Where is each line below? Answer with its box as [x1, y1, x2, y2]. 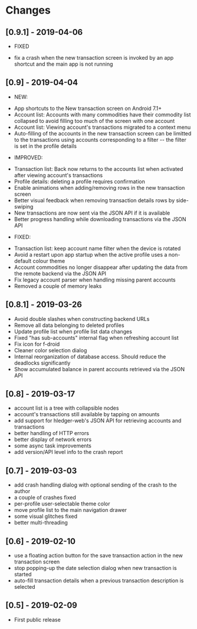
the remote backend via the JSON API [14, 270, 107, 277]
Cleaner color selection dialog [14, 346, 87, 354]
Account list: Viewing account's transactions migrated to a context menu [14, 124, 191, 131]
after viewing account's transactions [14, 171, 103, 179]
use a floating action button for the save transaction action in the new [14, 552, 183, 559]
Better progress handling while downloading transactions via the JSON [14, 215, 186, 222]
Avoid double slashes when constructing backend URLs [14, 315, 150, 322]
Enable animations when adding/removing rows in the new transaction [14, 184, 185, 191]
